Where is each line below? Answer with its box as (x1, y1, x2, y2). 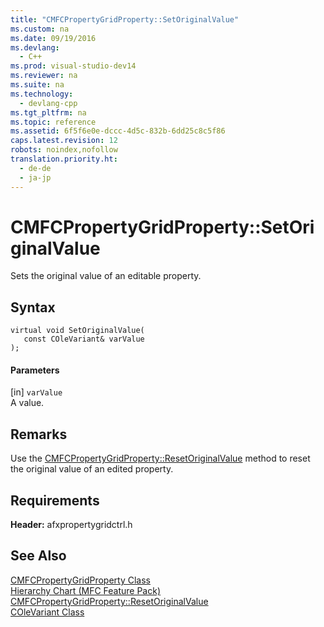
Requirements (10, 492, 100, 509)
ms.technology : (10, 89, 74, 99)
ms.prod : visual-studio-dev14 (10, 61, 137, 71)
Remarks (10, 426, 68, 443)
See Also (10, 547, 67, 565)
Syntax (10, 299, 56, 316)
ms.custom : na (10, 24, 70, 34)
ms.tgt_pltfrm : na (10, 107, 87, 118)
